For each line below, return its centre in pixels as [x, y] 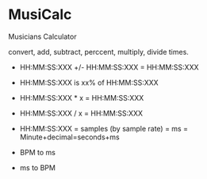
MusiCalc [40, 15]
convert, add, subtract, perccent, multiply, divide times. [98, 51]
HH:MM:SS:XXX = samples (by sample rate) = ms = [104, 128]
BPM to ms [37, 152]
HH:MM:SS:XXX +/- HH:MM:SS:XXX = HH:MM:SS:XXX [109, 67]
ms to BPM [37, 167]
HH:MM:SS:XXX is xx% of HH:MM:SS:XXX [89, 82]
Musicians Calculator [42, 36]
